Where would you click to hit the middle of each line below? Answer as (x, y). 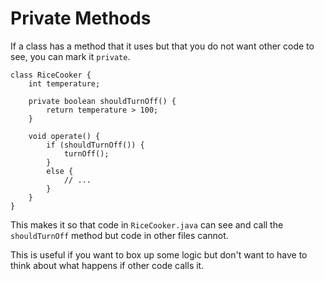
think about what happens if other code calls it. (107, 265)
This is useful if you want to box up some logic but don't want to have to (159, 254)
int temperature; (64, 83)
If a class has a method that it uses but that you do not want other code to (162, 46)
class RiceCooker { (51, 75)
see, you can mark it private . (70, 56)
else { (60, 171)
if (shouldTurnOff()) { (95, 145)
